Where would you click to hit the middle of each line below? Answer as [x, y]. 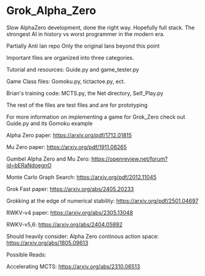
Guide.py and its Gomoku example [49, 123]
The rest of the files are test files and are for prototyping [77, 105]
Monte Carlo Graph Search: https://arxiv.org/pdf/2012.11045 [81, 177]
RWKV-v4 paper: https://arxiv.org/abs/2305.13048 [70, 212]
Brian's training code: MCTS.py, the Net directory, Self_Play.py [85, 93]
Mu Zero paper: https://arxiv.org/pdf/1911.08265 [67, 147]
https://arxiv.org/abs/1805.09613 [47, 242]
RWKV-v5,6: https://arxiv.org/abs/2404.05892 [65, 224]
